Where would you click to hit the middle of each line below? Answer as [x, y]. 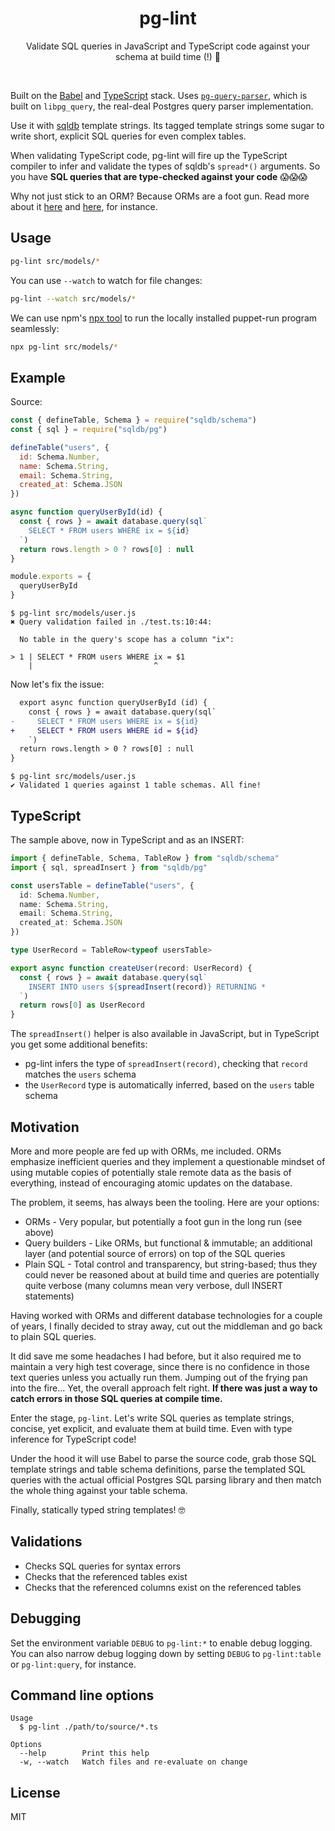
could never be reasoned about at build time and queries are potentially [172, 1274]
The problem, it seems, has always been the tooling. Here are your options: [165, 1202]
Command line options [82, 1695]
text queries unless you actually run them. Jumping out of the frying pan [159, 1377]
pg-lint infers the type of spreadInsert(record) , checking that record [166, 1064]
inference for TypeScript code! [73, 1439]
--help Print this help [84, 1753]
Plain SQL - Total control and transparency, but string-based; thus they [171, 1264]
